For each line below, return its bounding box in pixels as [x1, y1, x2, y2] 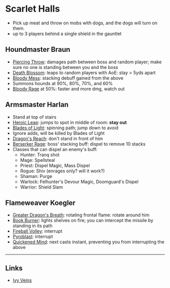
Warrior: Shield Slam [20, 184, 63, 190]
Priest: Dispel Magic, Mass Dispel [20, 162, 90, 168]
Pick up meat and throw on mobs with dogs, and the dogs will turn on [12, 20, 158, 26]
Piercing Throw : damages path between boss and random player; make [12, 59, 162, 65]
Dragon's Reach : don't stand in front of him [12, 135, 103, 141]
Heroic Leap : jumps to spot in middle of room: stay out [12, 119, 127, 125]
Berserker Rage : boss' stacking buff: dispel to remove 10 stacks [12, 140, 146, 147]
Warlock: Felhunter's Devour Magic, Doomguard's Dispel [20, 178, 139, 185]
